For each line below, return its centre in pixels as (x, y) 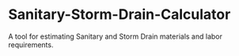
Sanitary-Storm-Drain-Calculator (119, 15)
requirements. (31, 44)
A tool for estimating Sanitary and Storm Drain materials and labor (116, 36)
